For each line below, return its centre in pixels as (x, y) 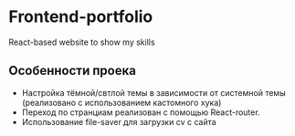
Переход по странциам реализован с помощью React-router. (141, 112)
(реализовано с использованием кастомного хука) (121, 102)
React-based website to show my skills (82, 42)
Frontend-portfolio (81, 17)
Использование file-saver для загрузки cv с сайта (119, 121)
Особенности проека (72, 71)
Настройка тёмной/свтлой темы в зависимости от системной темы (153, 92)
